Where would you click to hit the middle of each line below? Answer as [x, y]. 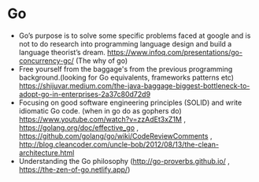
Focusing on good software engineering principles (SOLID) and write [130, 102]
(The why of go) [102, 61]
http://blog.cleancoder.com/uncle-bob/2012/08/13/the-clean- [119, 144]
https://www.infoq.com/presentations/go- [175, 52]
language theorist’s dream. [62, 52]
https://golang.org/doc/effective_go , [79, 128]
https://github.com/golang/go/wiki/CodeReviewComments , [115, 136]
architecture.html [46, 152]
